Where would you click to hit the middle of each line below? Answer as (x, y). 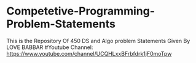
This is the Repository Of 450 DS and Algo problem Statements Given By (98, 41)
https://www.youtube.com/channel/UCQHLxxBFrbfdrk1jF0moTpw (89, 53)
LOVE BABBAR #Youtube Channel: (50, 47)
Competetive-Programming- (81, 11)
